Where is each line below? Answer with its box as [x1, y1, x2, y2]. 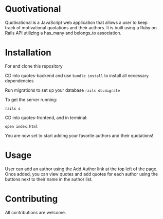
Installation [5, 47, 52, 58]
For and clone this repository [5, 63, 63, 69]
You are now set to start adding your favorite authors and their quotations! [5, 133, 154, 139]
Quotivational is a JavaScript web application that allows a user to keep [5, 20, 148, 25]
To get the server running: [5, 97, 57, 102]
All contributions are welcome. [5, 209, 66, 215]
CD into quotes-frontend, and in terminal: [5, 115, 88, 120]
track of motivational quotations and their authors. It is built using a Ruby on [5, 24, 157, 30]
